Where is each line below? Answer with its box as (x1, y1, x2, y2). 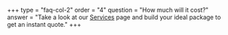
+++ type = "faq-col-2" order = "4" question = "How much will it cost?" (7, 6, 209, 14)
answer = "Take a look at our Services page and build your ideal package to (7, 13, 221, 21)
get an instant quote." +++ (7, 21, 81, 28)
